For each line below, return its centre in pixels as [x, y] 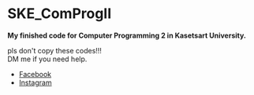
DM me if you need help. [47, 59]
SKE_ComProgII [60, 14]
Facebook [35, 74]
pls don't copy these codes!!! [54, 50]
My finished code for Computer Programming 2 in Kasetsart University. [127, 35]
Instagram [35, 82]
